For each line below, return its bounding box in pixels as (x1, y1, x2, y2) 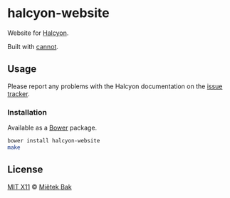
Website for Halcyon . (7, 28, 69, 37)
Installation (7, 107, 48, 117)
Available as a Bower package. (7, 123, 98, 132)
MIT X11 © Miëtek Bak (7, 182, 73, 191)
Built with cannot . (7, 42, 59, 51)
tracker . (7, 89, 30, 98)
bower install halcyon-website (7, 137, 100, 145)
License (7, 164, 43, 176)
